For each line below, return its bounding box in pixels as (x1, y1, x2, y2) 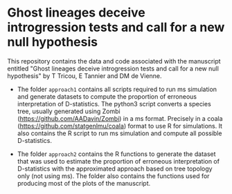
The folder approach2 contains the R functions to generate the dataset (17, 150, 216, 158)
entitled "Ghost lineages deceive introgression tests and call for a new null (7, 64, 220, 72)
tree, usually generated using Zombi (17, 107, 121, 115)
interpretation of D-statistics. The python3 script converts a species (17, 99, 211, 108)
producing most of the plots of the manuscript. (17, 179, 151, 187)
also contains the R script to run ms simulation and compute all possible (17, 129, 222, 137)
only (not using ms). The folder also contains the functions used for (17, 171, 210, 180)
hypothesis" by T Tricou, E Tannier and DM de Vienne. (7, 71, 162, 80)
